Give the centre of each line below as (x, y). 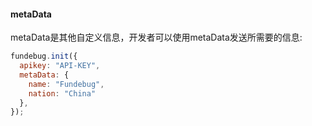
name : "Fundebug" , (66, 84)
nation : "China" (62, 93)
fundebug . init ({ (44, 56)
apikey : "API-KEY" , (60, 66)
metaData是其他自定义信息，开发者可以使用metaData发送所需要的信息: (156, 37)
